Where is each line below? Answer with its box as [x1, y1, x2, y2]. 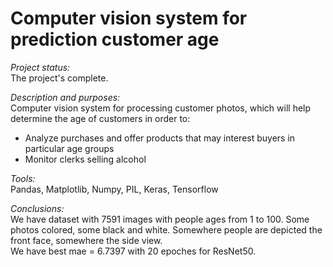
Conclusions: [10, 202, 65, 214]
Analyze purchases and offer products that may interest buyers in [24, 132, 296, 144]
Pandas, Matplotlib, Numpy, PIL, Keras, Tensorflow [10, 183, 219, 195]
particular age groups [24, 142, 115, 154]
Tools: [10, 172, 36, 184]
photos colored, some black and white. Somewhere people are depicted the [10, 223, 323, 236]
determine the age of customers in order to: [10, 112, 191, 124]
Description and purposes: [10, 91, 121, 103]
